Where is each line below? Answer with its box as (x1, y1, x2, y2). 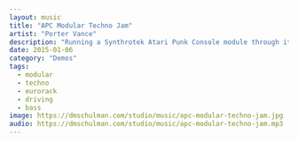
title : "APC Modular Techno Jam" (9, 21, 133, 30)
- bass (17, 103, 42, 112)
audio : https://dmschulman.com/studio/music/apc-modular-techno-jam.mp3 (9, 120, 284, 129)
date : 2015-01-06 (9, 46, 74, 55)
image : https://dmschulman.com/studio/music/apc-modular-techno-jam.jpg (9, 111, 284, 120)
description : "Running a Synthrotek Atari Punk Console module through (9, 37, 279, 47)
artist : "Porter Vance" (9, 29, 98, 38)
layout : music (9, 12, 62, 22)
